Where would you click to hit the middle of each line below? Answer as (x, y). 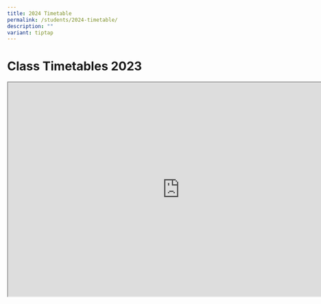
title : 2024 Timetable (39, 13)
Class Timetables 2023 (75, 66)
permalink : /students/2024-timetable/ (62, 20)
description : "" (30, 26)
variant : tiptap (30, 33)
